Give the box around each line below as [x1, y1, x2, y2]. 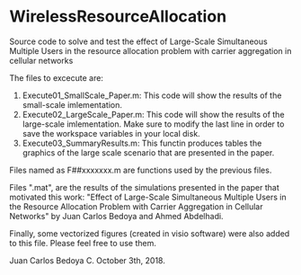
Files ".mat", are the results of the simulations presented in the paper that [9, 182, 280, 192]
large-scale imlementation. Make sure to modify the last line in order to [22, 119, 285, 129]
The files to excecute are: [9, 72, 103, 83]
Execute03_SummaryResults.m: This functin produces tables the [22, 137, 262, 148]
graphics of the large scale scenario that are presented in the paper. [22, 146, 275, 158]
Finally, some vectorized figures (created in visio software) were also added [9, 227, 290, 239]
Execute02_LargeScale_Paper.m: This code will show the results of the [22, 109, 285, 120]
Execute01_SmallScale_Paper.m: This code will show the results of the [22, 90, 282, 101]
